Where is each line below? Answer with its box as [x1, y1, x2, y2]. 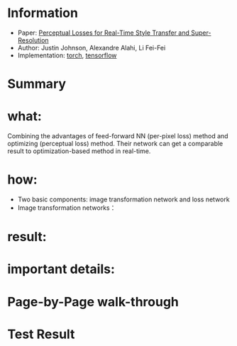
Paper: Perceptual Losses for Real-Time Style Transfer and [17, 28, 190, 37]
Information [7, 5, 78, 21]
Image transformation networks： [17, 203, 116, 212]
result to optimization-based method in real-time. [7, 147, 151, 155]
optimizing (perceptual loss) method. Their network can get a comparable [7, 140, 224, 148]
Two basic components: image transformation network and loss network [17, 195, 230, 203]
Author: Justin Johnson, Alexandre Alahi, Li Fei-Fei [17, 43, 166, 52]
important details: [7, 261, 116, 277]
